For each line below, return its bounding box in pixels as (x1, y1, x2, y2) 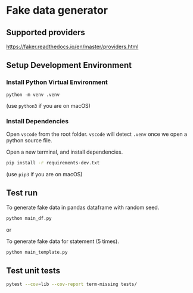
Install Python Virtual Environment (6, 78, 108, 86)
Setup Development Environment (6, 60, 132, 70)
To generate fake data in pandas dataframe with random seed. (6, 204, 160, 211)
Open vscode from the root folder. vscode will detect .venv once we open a (6, 130, 188, 138)
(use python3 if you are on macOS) (6, 102, 91, 109)
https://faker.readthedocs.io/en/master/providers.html (6, 43, 139, 50)
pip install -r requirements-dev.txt (6, 160, 100, 166)
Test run (6, 188, 38, 198)
